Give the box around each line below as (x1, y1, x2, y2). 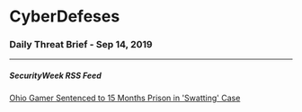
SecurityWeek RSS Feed (9, 70, 102, 82)
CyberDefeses (9, 6, 120, 27)
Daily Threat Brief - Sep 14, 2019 (9, 39, 153, 51)
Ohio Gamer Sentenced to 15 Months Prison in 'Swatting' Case (9, 92, 241, 104)
